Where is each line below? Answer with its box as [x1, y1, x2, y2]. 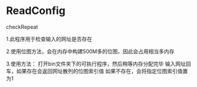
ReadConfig [6, 4, 66, 18]
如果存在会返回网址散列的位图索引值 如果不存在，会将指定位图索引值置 [16, 67, 188, 74]
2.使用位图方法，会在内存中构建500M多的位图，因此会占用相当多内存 [6, 48, 175, 55]
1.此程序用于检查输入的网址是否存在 [6, 35, 92, 42]
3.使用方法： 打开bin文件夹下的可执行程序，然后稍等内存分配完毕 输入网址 [6, 60, 186, 67]
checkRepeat [6, 23, 38, 30]
